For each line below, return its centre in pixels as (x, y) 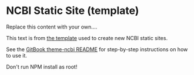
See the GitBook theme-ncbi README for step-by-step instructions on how (97, 49)
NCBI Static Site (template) (73, 11)
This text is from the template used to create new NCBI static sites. (87, 38)
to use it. (17, 55)
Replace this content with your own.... (52, 27)
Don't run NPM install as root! (42, 67)
